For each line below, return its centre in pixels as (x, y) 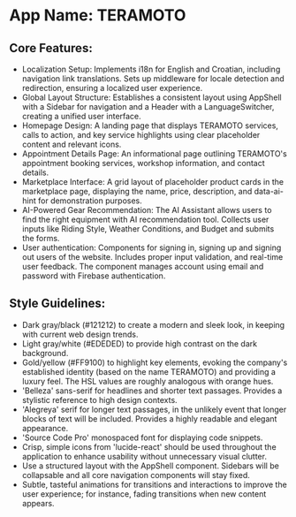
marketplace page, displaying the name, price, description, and (137, 191)
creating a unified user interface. (81, 116)
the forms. (41, 238)
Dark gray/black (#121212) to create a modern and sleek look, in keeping (153, 324)
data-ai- (269, 191)
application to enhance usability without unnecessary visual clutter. (144, 456)
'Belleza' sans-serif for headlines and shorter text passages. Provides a (152, 391)
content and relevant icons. (72, 144)
